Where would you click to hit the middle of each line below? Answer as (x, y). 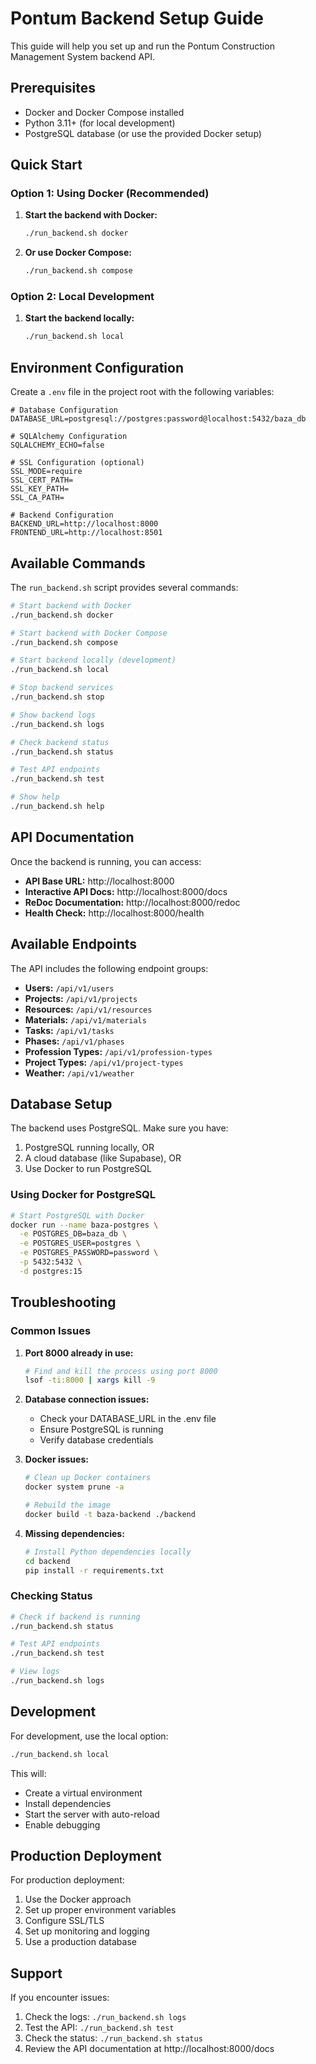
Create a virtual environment (83, 1793)
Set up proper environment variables (100, 1910)
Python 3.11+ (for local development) (100, 123)
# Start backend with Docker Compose (89, 633)
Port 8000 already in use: (79, 1353)
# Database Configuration (64, 410)
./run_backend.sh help (57, 807)
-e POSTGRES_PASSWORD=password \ (89, 1253)
